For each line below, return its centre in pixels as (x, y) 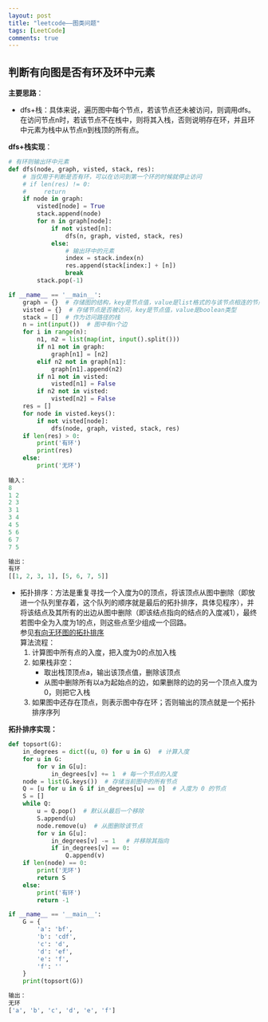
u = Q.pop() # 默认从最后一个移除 (91, 811)
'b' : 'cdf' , (57, 937)
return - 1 (53, 900)
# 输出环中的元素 (90, 251)
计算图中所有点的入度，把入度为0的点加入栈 (104, 653)
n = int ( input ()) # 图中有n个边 (75, 325)
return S (51, 878)
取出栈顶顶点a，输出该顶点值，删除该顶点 (112, 673)
